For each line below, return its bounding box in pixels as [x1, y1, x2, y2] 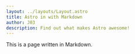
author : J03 [6, 19, 35, 25]
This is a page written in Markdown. [6, 41, 93, 48]
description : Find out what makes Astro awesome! [6, 25, 130, 31]
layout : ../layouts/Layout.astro [6, 8, 88, 15]
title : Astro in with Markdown [6, 14, 83, 20]
